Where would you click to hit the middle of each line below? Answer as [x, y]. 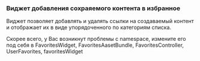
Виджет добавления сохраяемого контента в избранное [93, 8]
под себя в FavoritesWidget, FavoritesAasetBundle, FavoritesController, [95, 45]
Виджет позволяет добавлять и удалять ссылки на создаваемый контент [100, 21]
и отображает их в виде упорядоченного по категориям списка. [89, 27]
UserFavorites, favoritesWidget [44, 52]
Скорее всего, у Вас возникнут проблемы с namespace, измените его [96, 39]
